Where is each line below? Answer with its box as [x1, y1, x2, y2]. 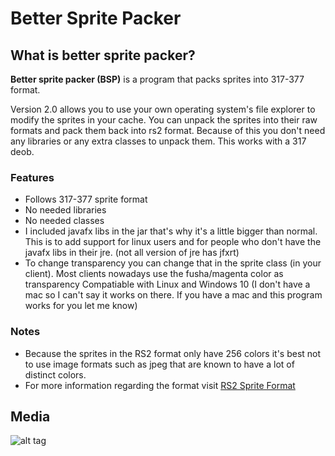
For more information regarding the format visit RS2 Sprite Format [24, 379, 296, 391]
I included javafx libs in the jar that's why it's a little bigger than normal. [24, 225, 318, 237]
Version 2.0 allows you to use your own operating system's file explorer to [10, 103, 316, 115]
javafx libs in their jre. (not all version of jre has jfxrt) [24, 247, 240, 259]
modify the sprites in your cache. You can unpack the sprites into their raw [10, 114, 318, 126]
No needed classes [24, 215, 105, 227]
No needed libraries [24, 204, 107, 216]
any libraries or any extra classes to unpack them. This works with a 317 [10, 135, 307, 147]
